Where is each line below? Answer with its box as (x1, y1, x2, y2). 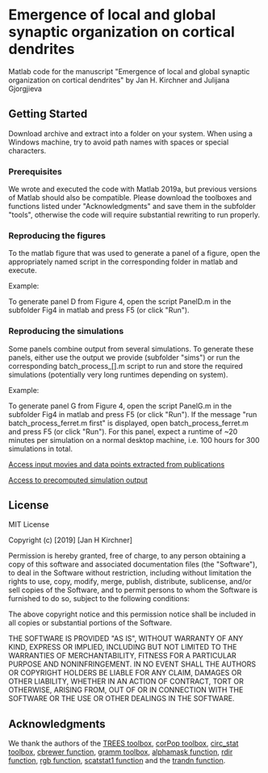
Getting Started (8, 107, 88, 121)
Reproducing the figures (8, 230, 107, 241)
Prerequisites (8, 165, 62, 177)
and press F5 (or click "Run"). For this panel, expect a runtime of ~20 (8, 426, 238, 437)
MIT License (8, 520, 50, 529)
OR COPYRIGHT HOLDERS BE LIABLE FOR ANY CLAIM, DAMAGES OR (8, 668, 242, 678)
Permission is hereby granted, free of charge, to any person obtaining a (8, 551, 246, 561)
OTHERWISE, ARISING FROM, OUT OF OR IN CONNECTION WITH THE (8, 685, 244, 695)
